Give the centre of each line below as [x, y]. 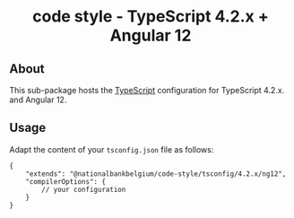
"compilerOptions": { [65, 181]
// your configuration [84, 189]
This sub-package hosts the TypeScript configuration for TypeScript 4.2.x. [147, 90]
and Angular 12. [38, 100]
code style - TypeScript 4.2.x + [151, 17]
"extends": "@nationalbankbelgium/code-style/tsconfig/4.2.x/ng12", [156, 174]
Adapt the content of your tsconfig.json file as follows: [112, 149]
